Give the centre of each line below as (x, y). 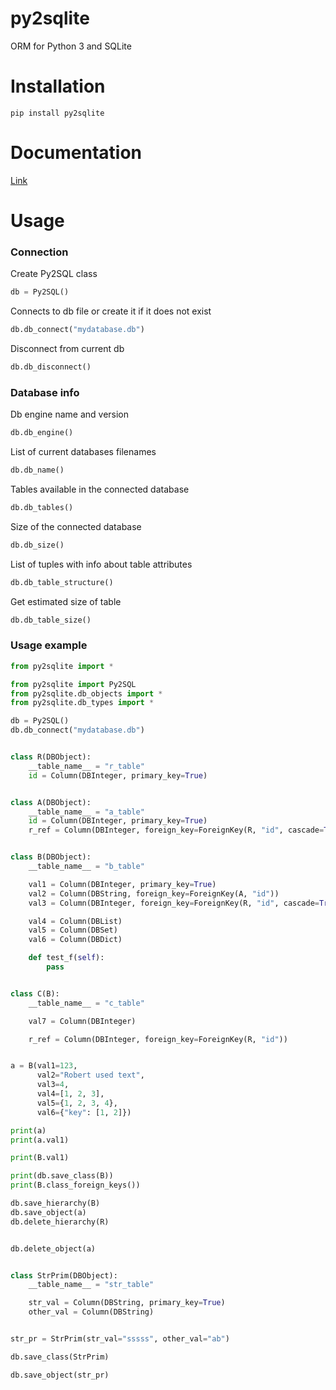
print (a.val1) (40, 1140)
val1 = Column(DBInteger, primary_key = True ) (122, 884)
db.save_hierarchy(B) (55, 1203)
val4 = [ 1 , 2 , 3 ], (70, 1094)
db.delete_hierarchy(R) (60, 1222)
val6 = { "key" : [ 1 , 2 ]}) (84, 1112)
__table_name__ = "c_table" (86, 1003)
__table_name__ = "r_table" (86, 766)
